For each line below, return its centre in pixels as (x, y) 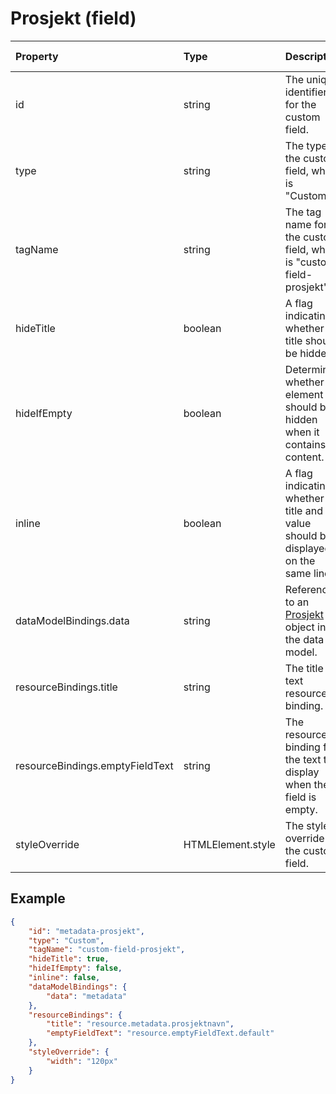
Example (38, 898)
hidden (301, 419)
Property (37, 56)
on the (300, 560)
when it (302, 432)
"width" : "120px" (82, 1061)
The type (306, 145)
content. (304, 457)
